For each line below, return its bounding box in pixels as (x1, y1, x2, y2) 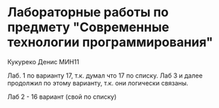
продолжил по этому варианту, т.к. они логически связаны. (7, 78, 189, 87)
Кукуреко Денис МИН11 (7, 57, 79, 66)
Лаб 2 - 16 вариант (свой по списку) (7, 92, 117, 101)
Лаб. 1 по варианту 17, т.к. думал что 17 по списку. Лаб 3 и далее (7, 71, 203, 80)
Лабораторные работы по (7, 4, 169, 20)
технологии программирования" (7, 35, 214, 50)
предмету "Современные (7, 19, 169, 35)
